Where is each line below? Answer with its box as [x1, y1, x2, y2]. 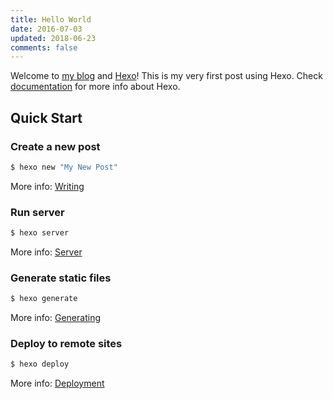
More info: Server [10, 246, 83, 258]
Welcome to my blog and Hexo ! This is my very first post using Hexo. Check [10, 70, 323, 82]
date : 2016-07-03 [10, 24, 83, 34]
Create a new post [10, 139, 101, 153]
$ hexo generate [10, 294, 78, 304]
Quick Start [10, 109, 83, 126]
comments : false [10, 42, 78, 53]
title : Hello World [10, 14, 92, 25]
